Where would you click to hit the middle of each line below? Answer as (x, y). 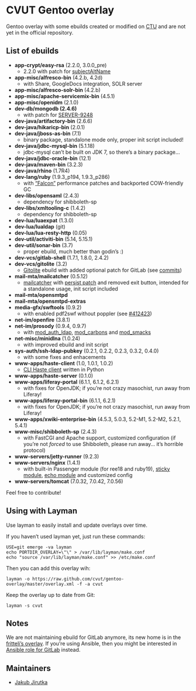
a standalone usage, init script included (71, 289)
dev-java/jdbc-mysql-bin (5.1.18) (54, 146)
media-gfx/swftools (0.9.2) (48, 307)
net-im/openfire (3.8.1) (42, 320)
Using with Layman (42, 511)
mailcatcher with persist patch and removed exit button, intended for (106, 282)
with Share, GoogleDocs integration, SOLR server (82, 84)
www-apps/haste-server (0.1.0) (54, 375)
